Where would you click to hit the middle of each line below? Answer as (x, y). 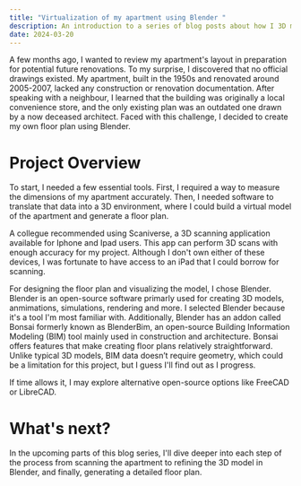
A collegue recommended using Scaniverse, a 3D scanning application (140, 233)
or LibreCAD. (33, 392)
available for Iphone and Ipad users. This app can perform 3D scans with (144, 243)
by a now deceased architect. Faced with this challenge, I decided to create (149, 117)
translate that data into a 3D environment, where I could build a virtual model (150, 206)
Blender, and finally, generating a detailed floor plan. (106, 473)
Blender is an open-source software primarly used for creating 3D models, (147, 299)
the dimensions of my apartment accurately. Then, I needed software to (142, 197)
